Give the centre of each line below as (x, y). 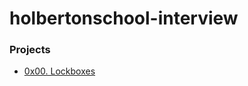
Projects (30, 50)
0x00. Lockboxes (59, 71)
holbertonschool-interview (124, 18)
